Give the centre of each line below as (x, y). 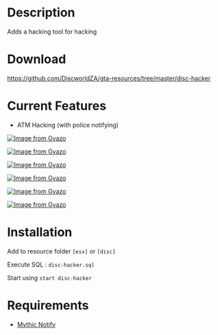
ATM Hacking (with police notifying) (68, 125)
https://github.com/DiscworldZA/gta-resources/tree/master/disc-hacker (109, 78)
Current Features (57, 106)
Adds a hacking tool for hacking (52, 32)
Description (41, 13)
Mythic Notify (36, 324)
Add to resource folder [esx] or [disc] (61, 251)
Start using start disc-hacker (50, 277)
